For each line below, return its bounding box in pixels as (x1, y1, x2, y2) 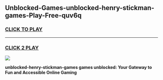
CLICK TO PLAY (5, 26, 43, 33)
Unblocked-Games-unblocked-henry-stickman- (5, 4, 154, 12)
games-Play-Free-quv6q (5, 12, 82, 20)
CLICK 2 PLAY (5, 44, 39, 51)
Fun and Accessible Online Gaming (5, 69, 77, 75)
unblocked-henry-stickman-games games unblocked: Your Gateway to (5, 64, 152, 70)
